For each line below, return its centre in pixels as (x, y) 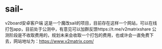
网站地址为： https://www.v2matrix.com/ (54, 41)
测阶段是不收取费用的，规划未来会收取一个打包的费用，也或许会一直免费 (77, 35)
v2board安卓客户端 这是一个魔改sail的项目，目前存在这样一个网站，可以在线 (81, 23)
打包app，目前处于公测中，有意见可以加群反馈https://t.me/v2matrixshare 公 (81, 29)
